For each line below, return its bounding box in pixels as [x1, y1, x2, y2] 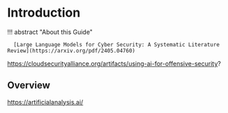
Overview [7, 80, 51, 92]
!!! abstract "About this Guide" [7, 28, 93, 36]
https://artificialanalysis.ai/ [7, 98, 84, 106]
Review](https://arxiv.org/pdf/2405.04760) [7, 47, 136, 54]
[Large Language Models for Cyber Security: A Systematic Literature [13, 41, 220, 48]
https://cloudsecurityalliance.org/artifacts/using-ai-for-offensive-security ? [7, 59, 221, 67]
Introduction [7, 5, 81, 21]
